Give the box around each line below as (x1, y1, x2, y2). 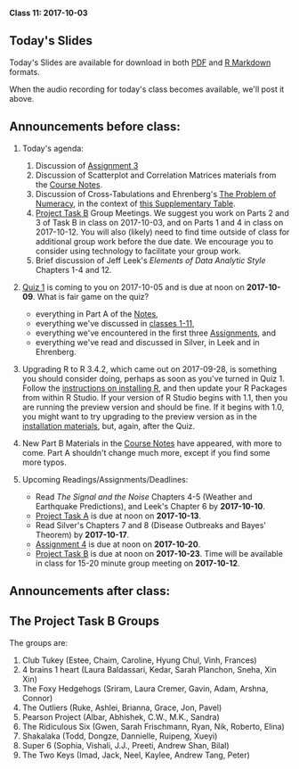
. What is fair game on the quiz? (32, 291, 149, 302)
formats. (9, 66, 40, 77)
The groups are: (9, 637, 69, 648)
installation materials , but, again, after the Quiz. (21, 420, 196, 431)
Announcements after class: (9, 583, 171, 599)
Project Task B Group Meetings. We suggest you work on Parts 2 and (35, 207, 289, 218)
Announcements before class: (9, 120, 181, 135)
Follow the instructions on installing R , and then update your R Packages (21, 383, 287, 393)
